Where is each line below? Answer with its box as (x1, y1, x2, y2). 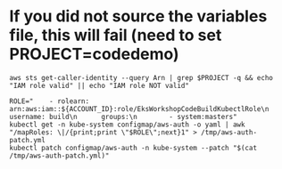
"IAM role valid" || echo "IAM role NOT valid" (9, 81, 190, 90)
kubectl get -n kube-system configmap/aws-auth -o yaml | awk (9, 120, 245, 129)
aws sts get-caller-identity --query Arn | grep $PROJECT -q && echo (9, 73, 274, 82)
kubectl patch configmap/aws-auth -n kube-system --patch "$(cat (9, 143, 257, 152)
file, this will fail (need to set (9, 25, 222, 45)
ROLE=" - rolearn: (9, 96, 90, 106)
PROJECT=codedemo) (9, 44, 180, 64)
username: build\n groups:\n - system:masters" (9, 112, 238, 121)
